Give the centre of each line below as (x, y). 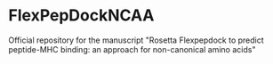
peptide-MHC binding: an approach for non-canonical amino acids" (132, 49)
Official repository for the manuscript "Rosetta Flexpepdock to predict (136, 40)
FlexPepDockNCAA (81, 16)
